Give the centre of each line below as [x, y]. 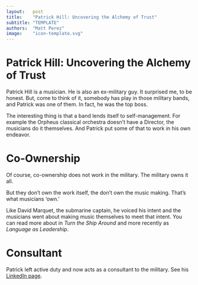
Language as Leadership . [38, 229]
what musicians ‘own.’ [33, 199]
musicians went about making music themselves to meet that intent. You [94, 217]
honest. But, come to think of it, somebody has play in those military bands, [98, 98]
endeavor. [18, 135]
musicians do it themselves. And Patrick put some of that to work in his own [98, 128]
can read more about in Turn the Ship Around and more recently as [88, 223]
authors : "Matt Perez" [35, 28]
